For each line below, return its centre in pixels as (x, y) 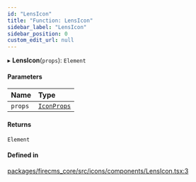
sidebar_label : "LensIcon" (47, 27)
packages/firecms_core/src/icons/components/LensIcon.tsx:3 (98, 171)
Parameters (25, 76)
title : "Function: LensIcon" (50, 21)
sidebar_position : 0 (38, 34)
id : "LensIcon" (30, 14)
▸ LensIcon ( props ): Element (47, 60)
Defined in (23, 155)
